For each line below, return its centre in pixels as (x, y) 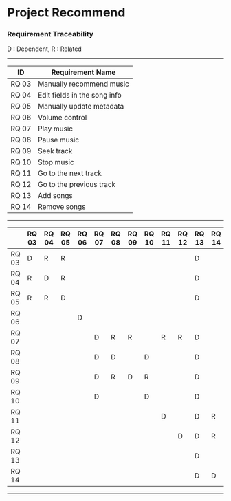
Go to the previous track (77, 185)
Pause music (58, 140)
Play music (55, 129)
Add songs (55, 196)
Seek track (55, 151)
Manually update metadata (81, 107)
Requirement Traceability (51, 34)
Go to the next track (69, 173)
